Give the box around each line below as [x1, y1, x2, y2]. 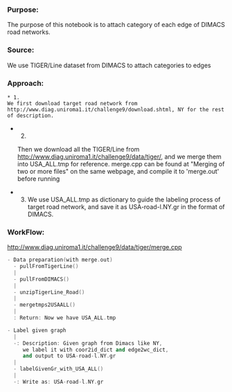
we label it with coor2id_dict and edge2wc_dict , [22, 346, 169, 353]
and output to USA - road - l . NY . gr [22, 353, 116, 359]
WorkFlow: [7, 227, 45, 237]
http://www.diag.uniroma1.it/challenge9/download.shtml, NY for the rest [7, 106, 225, 113]
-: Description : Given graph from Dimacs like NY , [13, 339, 163, 347]
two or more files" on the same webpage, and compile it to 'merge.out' [17, 167, 220, 175]
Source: [7, 45, 35, 55]
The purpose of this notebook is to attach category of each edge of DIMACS [7, 21, 225, 29]
